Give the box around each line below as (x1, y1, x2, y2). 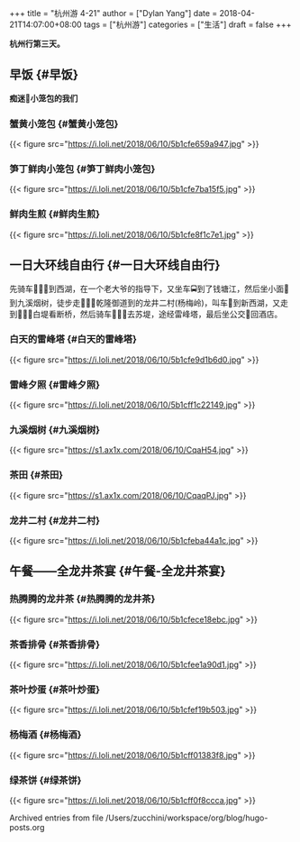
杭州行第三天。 (9, 39, 65, 49)
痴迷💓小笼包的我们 (9, 93, 78, 104)
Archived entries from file (9, 812, 104, 823)
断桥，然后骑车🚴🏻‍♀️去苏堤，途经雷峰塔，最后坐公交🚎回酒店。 (56, 308, 283, 319)
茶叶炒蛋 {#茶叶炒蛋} (9, 683, 101, 696)
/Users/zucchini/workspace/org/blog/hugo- (105, 812, 268, 823)
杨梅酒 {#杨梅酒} (9, 728, 82, 741)
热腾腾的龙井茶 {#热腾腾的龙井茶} (9, 593, 156, 606)
